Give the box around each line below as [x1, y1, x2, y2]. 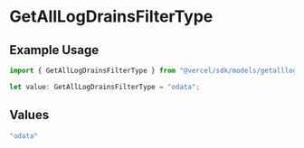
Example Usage [9, 42, 100, 58]
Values [9, 107, 50, 123]
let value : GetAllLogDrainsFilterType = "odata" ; [9, 82, 201, 91]
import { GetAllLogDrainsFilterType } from [9, 66, 176, 75]
